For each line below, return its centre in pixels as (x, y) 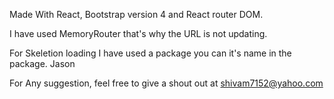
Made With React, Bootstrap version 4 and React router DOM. (136, 14)
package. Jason (42, 63)
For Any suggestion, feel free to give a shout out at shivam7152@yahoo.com (166, 83)
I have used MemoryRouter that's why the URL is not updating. (138, 33)
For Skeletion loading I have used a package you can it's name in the (150, 53)
